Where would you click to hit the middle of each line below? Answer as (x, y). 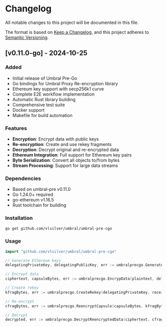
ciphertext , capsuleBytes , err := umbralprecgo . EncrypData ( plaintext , (80, 279)
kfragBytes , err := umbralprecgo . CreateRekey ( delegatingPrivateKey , (78, 292)
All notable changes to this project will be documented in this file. (72, 22)
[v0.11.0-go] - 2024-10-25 (46, 53)
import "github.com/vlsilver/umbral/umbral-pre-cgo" (61, 251)
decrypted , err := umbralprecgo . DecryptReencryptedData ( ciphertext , (78, 320)
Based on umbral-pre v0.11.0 (42, 189)
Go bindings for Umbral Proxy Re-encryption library (65, 83)
